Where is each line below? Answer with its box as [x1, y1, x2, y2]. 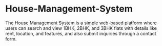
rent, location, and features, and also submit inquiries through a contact [5, 30, 156, 36]
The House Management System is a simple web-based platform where [5, 20, 157, 26]
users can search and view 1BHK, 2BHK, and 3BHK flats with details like [5, 25, 157, 31]
